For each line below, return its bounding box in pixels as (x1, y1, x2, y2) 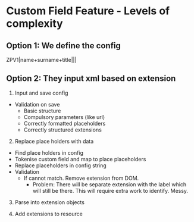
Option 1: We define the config (6, 40, 121, 51)
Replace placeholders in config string (14, 162, 107, 169)
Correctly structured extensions (23, 126, 102, 133)
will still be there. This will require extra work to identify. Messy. (32, 187, 189, 194)
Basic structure (23, 107, 61, 114)
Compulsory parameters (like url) (23, 113, 105, 120)
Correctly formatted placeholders (23, 120, 106, 127)
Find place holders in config (14, 149, 83, 156)
